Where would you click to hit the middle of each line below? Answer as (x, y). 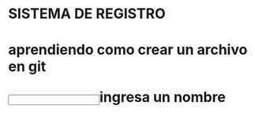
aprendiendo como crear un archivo (128, 50)
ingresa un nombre (163, 98)
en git (27, 67)
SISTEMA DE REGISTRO (87, 14)
